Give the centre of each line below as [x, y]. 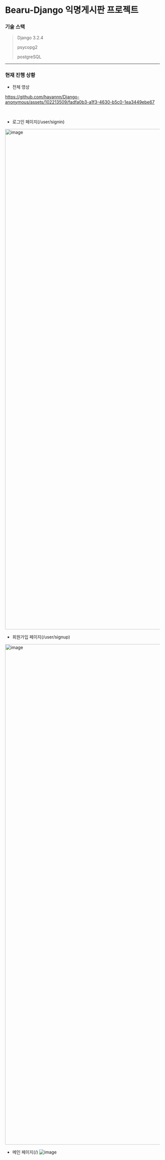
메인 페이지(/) [25, 1152]
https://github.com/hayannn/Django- [42, 97]
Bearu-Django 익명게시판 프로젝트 [72, 10]
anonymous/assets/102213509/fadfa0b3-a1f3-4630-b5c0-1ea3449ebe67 [80, 102]
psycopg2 [27, 47]
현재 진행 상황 [20, 75]
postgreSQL [29, 57]
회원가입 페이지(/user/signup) [41, 637]
